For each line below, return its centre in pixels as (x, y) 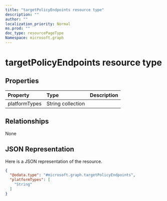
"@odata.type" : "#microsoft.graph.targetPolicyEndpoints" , (73, 175)
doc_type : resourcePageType (35, 33)
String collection (66, 103)
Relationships (27, 122)
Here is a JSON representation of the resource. (54, 161)
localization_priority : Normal (38, 24)
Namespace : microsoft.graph (35, 38)
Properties (22, 81)
